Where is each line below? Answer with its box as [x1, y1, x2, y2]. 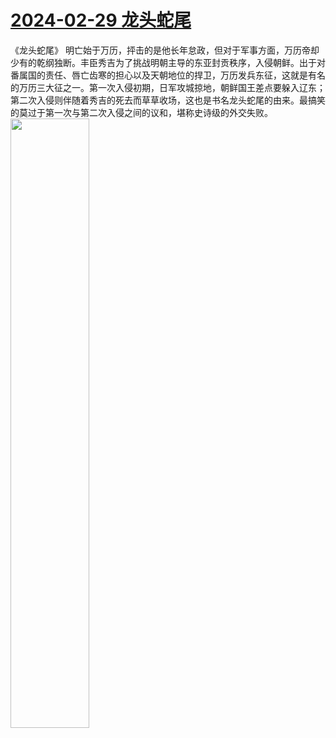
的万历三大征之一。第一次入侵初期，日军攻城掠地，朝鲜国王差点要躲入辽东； [10, 81, 326, 93]
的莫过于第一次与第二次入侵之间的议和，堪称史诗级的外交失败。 [10, 106, 273, 118]
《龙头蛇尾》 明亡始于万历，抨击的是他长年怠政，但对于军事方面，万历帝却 [10, 44, 320, 56]
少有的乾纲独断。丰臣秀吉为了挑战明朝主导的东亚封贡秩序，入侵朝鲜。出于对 [10, 56, 326, 68]
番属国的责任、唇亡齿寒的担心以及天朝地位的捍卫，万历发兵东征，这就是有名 [10, 69, 326, 81]
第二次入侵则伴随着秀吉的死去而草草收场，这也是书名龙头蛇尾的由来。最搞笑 [10, 94, 326, 106]
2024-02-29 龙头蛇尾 [10, 9, 192, 32]
